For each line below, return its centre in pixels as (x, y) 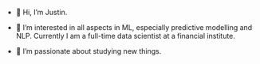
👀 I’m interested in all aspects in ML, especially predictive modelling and (134, 27)
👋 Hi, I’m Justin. (41, 12)
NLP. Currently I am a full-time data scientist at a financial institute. (125, 36)
